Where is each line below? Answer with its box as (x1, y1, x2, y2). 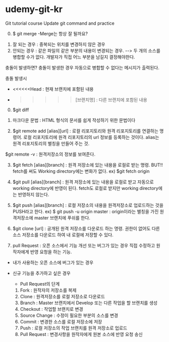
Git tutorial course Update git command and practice (5, 20, 115, 26)
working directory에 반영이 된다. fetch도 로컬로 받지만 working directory (12, 185, 159, 191)
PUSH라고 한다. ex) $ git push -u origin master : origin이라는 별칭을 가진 (12, 208, 159, 215)
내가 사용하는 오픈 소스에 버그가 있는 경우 (12, 259, 94, 265)
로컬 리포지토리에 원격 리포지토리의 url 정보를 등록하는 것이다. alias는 (23, 134, 159, 140)
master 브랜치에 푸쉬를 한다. (34, 215, 91, 221)
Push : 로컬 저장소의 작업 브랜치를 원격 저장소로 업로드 (20, 325, 128, 331)
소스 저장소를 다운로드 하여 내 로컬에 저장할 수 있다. (12, 232, 114, 238)
